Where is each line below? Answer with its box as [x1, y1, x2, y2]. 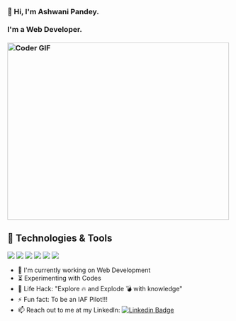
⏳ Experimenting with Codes [17, 274, 101, 282]
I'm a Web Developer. [7, 24, 83, 34]
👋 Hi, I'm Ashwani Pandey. [7, 6, 99, 16]
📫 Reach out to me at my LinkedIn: [17, 305, 120, 314]
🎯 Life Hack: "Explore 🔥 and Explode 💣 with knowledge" [17, 284, 183, 293]
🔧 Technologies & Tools [7, 232, 113, 244]
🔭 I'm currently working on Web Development [17, 266, 151, 274]
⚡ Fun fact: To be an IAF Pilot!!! [17, 295, 108, 303]
